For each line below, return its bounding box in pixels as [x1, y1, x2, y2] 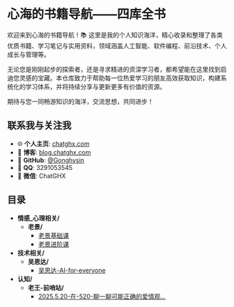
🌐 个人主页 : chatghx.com [17, 139, 90, 148]
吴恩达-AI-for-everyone [38, 266, 106, 274]
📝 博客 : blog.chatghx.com [17, 148, 91, 157]
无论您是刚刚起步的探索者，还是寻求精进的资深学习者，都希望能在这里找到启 [7, 65, 227, 73]
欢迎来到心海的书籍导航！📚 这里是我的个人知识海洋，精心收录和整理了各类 [7, 31, 223, 39]
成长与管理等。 [7, 50, 50, 58]
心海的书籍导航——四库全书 [7, 6, 166, 22]
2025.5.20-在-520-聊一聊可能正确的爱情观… [38, 292, 166, 300]
